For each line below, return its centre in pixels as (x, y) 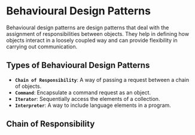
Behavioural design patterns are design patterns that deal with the (88, 27)
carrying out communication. (42, 47)
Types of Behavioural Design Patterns (78, 65)
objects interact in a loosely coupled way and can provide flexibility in (92, 40)
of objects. (28, 86)
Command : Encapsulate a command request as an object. (83, 92)
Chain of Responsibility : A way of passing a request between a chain (102, 79)
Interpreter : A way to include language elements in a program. (93, 105)
